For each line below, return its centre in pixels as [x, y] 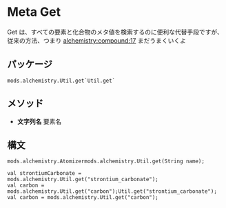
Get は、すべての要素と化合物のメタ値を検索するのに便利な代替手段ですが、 [115, 32]
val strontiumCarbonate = [44, 174]
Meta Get [34, 12]
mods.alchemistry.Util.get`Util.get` [61, 81]
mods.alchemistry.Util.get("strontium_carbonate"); [83, 180]
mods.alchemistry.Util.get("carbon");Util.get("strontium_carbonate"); [112, 191]
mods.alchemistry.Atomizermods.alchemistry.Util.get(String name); [106, 162]
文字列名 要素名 [39, 121]
